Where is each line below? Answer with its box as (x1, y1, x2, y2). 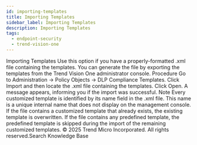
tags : (6, 31, 19, 36)
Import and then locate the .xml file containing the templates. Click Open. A (6, 82, 188, 89)
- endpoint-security (11, 36, 62, 42)
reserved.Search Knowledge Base (6, 132, 89, 139)
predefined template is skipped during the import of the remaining (6, 120, 166, 127)
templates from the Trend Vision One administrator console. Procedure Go (6, 70, 186, 77)
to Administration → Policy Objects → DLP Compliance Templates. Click (6, 76, 179, 83)
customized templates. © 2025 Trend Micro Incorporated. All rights (6, 126, 169, 133)
